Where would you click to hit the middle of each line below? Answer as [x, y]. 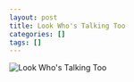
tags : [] [25, 42]
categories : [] [38, 34]
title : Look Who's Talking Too [67, 26]
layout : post [33, 17]
